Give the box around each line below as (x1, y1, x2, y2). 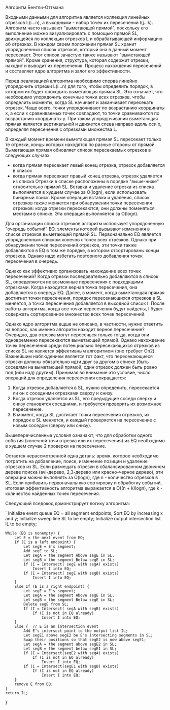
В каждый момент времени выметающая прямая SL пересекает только (5, 136, 161, 142)
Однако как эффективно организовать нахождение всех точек (5, 268, 141, 274)
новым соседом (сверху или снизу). (12, 422, 91, 428)
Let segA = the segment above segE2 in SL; (23, 642, 117, 647)
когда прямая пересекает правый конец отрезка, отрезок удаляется (12, 173, 162, 179)
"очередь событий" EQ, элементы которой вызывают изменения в (5, 226, 150, 232)
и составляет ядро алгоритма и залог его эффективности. (5, 68, 131, 74)
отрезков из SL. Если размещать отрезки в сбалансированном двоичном (5, 464, 165, 470)
